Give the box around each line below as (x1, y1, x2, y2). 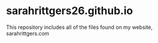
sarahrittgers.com (6, 29, 50, 37)
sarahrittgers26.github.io (6, 4, 133, 18)
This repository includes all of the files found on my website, (6, 24, 153, 31)
